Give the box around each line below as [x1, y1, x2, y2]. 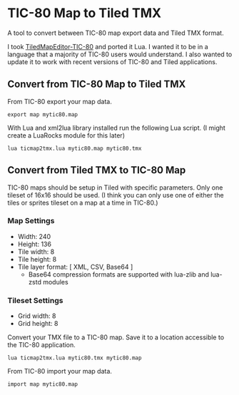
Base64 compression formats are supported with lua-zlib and [28, 270, 209, 279]
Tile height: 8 [17, 255, 57, 263]
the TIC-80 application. [7, 341, 76, 349]
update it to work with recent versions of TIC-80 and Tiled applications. [7, 57, 218, 66]
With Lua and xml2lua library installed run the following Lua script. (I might [7, 123, 226, 132]
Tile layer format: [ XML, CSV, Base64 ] [17, 262, 133, 271]
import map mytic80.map [7, 381, 78, 388]
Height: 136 [17, 240, 52, 248]
